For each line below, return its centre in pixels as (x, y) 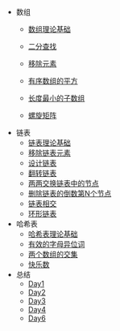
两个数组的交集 (53, 254)
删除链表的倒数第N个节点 (70, 193)
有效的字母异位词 (56, 244)
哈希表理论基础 (53, 234)
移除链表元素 (49, 153)
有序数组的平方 (53, 81)
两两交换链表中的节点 (63, 183)
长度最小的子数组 (56, 98)
